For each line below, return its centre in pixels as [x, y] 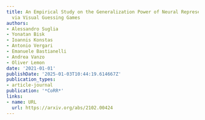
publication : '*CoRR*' [35, 91]
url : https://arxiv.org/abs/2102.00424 [63, 108]
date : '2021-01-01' [31, 68]
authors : [17, 23]
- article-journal [30, 85]
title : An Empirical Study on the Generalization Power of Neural [92, 12]
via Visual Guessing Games [46, 18]
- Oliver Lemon [26, 62]
